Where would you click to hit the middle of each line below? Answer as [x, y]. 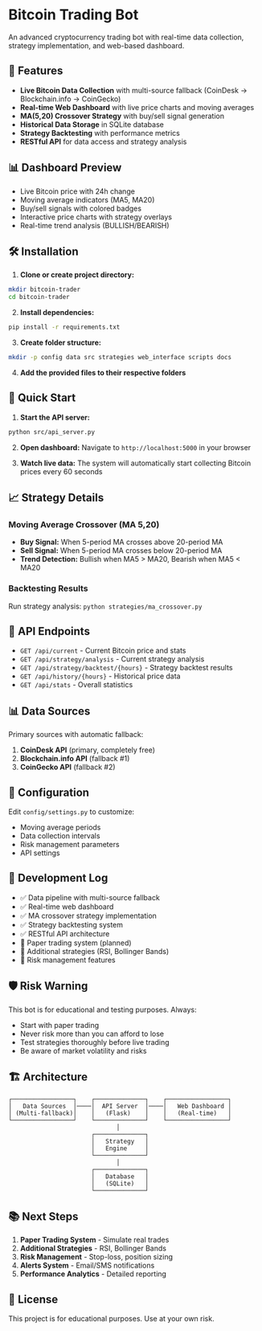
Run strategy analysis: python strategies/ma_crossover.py [105, 606]
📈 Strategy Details [56, 497]
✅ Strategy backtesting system [71, 924]
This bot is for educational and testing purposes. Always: [102, 1010]
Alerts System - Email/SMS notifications [87, 1265]
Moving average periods [60, 827]
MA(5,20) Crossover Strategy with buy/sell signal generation [122, 116]
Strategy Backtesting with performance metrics [100, 133]
